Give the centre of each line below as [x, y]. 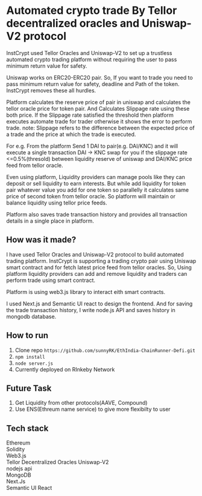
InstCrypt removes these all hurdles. [51, 90]
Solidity [16, 449]
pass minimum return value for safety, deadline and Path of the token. [93, 84]
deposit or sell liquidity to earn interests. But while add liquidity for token [96, 183]
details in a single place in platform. [50, 221]
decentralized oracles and [73, 23]
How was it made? [41, 240]
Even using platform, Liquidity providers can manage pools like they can [96, 177]
